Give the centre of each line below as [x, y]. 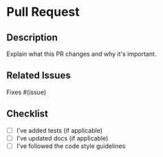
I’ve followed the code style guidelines [71, 146]
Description [32, 38]
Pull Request [43, 12]
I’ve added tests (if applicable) [59, 130]
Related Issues [39, 75]
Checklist [28, 114]
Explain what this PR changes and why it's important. [81, 54]
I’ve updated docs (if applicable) [62, 138]
